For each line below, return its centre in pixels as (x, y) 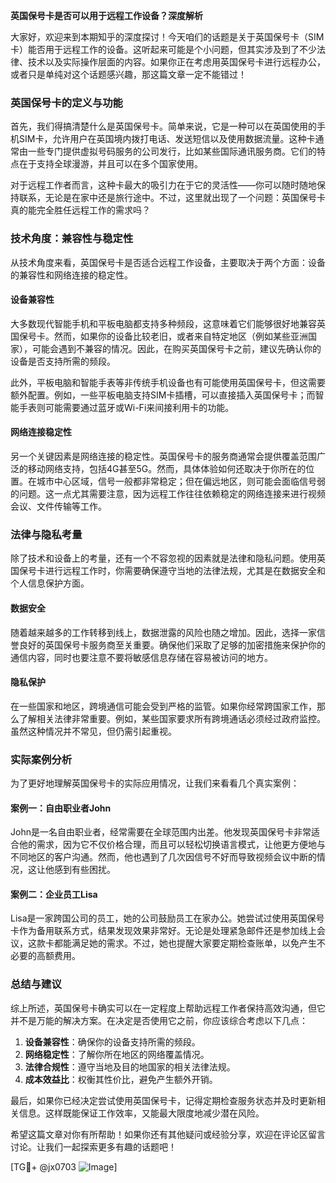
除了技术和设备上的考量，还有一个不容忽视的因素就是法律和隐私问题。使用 (163, 558)
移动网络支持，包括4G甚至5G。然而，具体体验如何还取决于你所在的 (167, 468)
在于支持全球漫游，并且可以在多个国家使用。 (110, 164)
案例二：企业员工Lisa (54, 894)
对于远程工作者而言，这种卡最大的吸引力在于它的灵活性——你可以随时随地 (163, 185)
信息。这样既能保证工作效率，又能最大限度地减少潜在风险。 (141, 1113)
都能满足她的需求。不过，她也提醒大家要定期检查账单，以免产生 (185, 943)
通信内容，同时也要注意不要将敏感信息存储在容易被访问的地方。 (141, 657)
